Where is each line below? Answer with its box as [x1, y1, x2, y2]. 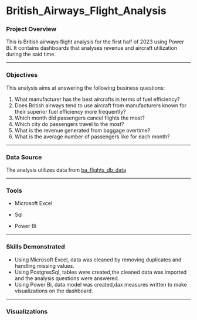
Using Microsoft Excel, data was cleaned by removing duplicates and [14, 256, 182, 263]
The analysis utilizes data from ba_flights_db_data [6, 166, 127, 173]
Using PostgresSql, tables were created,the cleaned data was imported [14, 268, 187, 275]
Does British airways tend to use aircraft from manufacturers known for [14, 101, 187, 109]
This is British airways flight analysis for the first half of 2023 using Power [6, 38, 185, 45]
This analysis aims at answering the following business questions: [6, 84, 165, 91]
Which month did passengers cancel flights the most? [14, 114, 145, 121]
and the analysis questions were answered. [14, 274, 120, 282]
